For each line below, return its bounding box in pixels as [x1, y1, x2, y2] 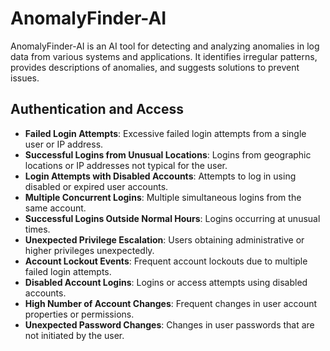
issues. [10, 72, 40, 84]
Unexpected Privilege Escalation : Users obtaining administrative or [24, 233, 305, 246]
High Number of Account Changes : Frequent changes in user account [24, 297, 318, 309]
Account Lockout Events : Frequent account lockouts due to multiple [24, 255, 308, 267]
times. [24, 223, 51, 235]
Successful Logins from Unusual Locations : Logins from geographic [24, 148, 312, 161]
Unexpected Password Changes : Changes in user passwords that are [24, 318, 315, 331]
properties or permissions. [24, 308, 135, 320]
